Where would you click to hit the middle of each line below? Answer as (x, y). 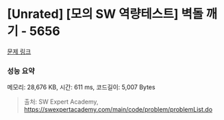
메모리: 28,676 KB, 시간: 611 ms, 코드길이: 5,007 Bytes (81, 87)
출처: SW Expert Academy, (61, 102)
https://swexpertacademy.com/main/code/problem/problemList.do (118, 110)
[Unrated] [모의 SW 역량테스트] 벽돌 (105, 14)
